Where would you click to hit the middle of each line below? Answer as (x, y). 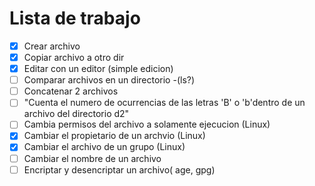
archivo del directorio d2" (76, 114)
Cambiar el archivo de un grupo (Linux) (104, 147)
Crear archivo (52, 46)
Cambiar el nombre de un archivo (92, 158)
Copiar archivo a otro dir (74, 57)
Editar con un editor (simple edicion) (98, 69)
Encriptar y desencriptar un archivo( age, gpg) (119, 169)
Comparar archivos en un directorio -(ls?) (109, 80)
